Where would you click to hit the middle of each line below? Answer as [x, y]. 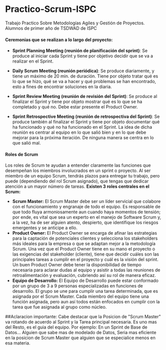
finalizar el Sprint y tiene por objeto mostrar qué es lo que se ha [77, 102]
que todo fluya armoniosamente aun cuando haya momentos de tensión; [86, 212]
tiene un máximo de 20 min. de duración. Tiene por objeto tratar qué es [85, 76]
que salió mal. [27, 143]
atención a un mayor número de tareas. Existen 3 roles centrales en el [77, 186]
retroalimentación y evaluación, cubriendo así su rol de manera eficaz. [84, 275]
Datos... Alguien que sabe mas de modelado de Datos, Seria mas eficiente [81, 333]
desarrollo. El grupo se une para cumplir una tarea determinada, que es [85, 291]
